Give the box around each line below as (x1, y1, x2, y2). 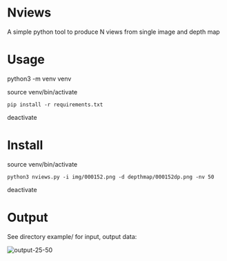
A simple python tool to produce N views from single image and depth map (7, 28, 220, 36)
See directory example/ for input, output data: (7, 232, 137, 240)
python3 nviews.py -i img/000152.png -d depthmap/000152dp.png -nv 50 (7, 174, 215, 180)
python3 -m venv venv (7, 74, 72, 83)
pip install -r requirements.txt (7, 101, 103, 108)
